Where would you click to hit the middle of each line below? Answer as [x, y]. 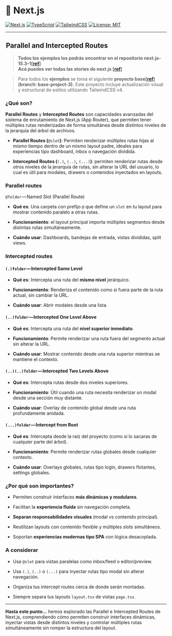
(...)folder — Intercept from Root [42, 425]
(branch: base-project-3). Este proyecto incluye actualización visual [91, 84]
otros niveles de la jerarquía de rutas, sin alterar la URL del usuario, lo [86, 167]
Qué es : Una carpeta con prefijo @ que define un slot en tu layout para [87, 207]
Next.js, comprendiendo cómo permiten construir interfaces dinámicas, [81, 617]
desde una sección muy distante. [48, 398]
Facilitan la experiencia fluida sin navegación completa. [72, 507]
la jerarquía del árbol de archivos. [40, 131]
